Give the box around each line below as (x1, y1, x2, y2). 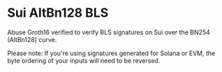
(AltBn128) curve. (7, 35, 57, 43)
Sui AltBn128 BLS (7, 5, 109, 21)
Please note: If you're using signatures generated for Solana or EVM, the (7, 49, 216, 57)
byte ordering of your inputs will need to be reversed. (7, 56, 161, 64)
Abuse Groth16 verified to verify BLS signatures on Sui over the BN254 (7, 28, 211, 36)
